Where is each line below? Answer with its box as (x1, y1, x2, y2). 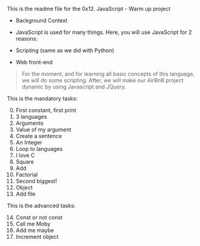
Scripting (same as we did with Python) (15, 47, 114, 54)
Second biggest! (15, 178, 57, 184)
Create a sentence (15, 133, 63, 139)
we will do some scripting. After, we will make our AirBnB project (21, 77, 184, 84)
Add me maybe (15, 227, 54, 234)
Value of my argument (15, 126, 72, 133)
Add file (15, 190, 36, 198)
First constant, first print (15, 107, 77, 114)
